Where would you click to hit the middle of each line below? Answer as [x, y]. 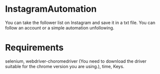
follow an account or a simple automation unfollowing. [60, 27]
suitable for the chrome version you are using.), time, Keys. [65, 66]
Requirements [34, 48]
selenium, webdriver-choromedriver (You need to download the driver [76, 61]
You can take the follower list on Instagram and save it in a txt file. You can [80, 23]
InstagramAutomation [51, 9]
